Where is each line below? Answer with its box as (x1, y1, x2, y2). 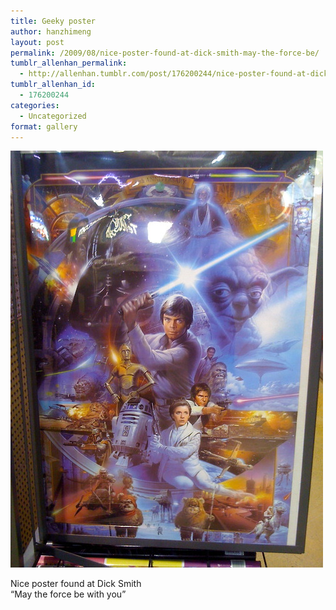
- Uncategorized (19, 111, 87, 121)
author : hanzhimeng (10, 26, 92, 37)
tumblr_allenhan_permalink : (10, 58, 128, 69)
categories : (10, 100, 60, 110)
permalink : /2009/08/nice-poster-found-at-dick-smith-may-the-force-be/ (10, 48, 320, 58)
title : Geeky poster (10, 16, 97, 26)
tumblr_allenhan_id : (10, 80, 97, 90)
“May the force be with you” (10, 588, 127, 600)
